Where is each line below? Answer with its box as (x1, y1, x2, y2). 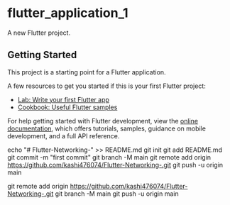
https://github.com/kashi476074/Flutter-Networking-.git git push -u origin (7, 160, 224, 169)
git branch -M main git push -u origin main (55, 189, 179, 198)
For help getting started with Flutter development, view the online (7, 116, 199, 125)
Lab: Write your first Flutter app (17, 95, 110, 104)
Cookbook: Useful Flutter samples (17, 103, 118, 111)
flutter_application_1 (7, 5, 129, 21)
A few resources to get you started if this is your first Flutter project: (7, 82, 206, 90)
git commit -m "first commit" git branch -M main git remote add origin (7, 153, 212, 161)
